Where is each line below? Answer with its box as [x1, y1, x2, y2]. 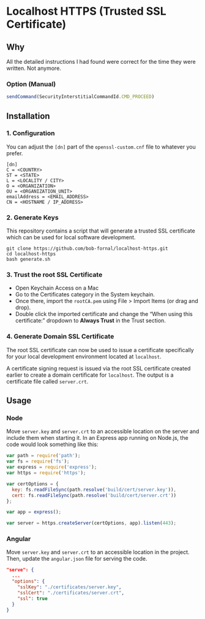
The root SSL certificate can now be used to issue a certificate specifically [6, 346, 194, 353]
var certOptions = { [6, 480, 59, 487]
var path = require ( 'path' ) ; [6, 453, 81, 459]
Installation [6, 110, 50, 121]
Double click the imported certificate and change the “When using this [15, 310, 193, 318]
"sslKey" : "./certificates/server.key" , [17, 584, 122, 590]
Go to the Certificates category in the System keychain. [15, 291, 155, 298]
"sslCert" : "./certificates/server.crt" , [17, 590, 124, 596]
